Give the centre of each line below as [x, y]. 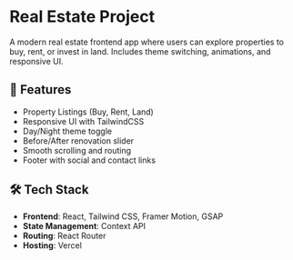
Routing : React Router [64, 235]
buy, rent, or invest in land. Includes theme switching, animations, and [140, 51]
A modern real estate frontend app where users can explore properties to [147, 42]
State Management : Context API [84, 225]
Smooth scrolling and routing [77, 150]
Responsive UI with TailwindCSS [83, 121]
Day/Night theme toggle [67, 131]
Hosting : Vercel [52, 245]
